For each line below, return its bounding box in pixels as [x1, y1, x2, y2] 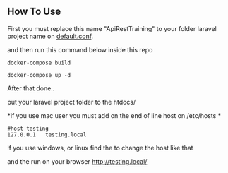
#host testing [7, 125, 49, 132]
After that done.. [7, 84, 55, 93]
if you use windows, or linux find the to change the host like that [7, 143, 193, 152]
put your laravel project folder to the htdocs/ [7, 97, 136, 106]
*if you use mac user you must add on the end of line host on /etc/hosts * [7, 111, 222, 119]
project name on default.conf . [7, 32, 94, 40]
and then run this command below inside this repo [7, 45, 153, 54]
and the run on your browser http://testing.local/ [7, 157, 148, 165]
